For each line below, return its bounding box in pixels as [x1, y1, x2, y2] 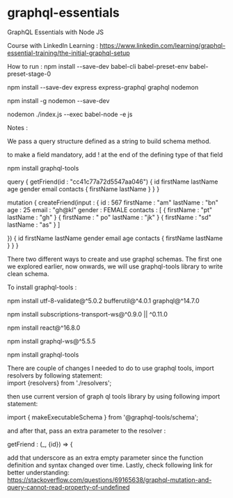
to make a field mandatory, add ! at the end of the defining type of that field [7, 150, 223, 159]
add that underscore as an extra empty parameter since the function [7, 453, 204, 462]
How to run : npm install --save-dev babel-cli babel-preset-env [7, 62, 188, 70]
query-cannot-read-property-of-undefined [7, 483, 130, 491]
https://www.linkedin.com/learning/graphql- [99, 41, 226, 49]
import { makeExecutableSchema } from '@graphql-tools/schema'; [7, 412, 199, 421]
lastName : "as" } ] [7, 220, 61, 229]
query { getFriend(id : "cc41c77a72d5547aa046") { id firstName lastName [7, 177, 218, 186]
